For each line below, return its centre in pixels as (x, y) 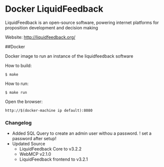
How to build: (18, 65)
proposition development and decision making (52, 27)
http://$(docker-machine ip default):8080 (49, 110)
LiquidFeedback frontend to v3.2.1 (53, 159)
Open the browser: (24, 102)
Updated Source (29, 144)
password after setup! (34, 139)
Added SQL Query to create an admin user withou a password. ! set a (82, 133)
